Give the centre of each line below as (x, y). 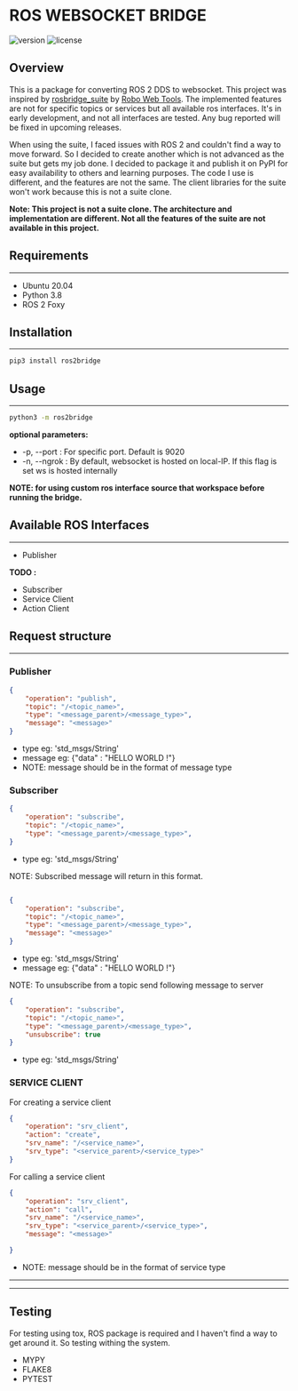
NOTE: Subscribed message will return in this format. (106, 875)
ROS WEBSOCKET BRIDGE (108, 16)
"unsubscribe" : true (63, 1035)
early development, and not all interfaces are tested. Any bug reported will (145, 117)
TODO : (23, 572)
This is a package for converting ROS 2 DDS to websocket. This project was (148, 89)
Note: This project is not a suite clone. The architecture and (121, 209)
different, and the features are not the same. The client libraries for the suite (148, 182)
